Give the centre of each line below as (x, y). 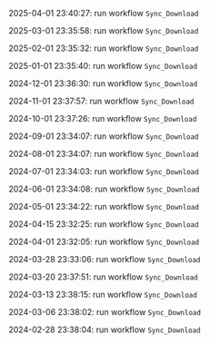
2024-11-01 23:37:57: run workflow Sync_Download (101, 101)
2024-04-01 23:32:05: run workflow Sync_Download (104, 241)
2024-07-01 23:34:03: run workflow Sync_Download (104, 171)
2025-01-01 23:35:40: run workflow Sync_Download (103, 66)
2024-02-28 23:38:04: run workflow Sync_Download (105, 329)
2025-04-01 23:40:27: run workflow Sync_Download (104, 13)
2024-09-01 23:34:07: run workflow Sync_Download (104, 136)
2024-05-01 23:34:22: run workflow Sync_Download (104, 206)
